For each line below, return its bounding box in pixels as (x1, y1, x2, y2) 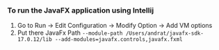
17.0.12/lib (17, 36, 52, 43)
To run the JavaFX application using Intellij (7, 6, 154, 15)
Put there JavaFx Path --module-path (17, 28, 123, 37)
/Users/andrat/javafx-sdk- (125, 30, 204, 37)
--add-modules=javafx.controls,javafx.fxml (54, 36, 183, 43)
